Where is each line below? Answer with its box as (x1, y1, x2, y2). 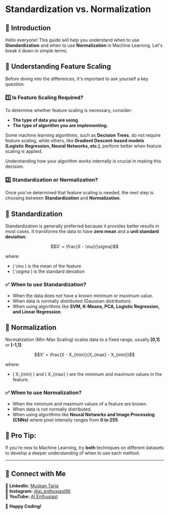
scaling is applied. (5, 148, 43, 154)
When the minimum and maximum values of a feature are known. (12, 401, 147, 407)
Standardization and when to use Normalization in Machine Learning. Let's (5, 42, 163, 48)
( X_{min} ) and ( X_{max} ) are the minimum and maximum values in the (12, 371, 162, 377)
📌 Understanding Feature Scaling (5, 62, 111, 71)
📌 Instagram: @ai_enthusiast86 (5, 488, 71, 494)
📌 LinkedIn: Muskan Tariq (5, 483, 59, 489)
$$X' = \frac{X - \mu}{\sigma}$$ (50, 244, 119, 250)
